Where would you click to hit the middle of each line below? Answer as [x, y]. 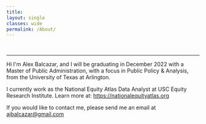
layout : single [26, 18]
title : [15, 12]
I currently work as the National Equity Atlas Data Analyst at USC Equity [97, 89]
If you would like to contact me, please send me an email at [81, 107]
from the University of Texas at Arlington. [58, 77]
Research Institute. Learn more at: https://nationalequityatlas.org [88, 96]
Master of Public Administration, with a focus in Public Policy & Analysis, [97, 71]
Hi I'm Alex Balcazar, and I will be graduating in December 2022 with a [95, 64]
